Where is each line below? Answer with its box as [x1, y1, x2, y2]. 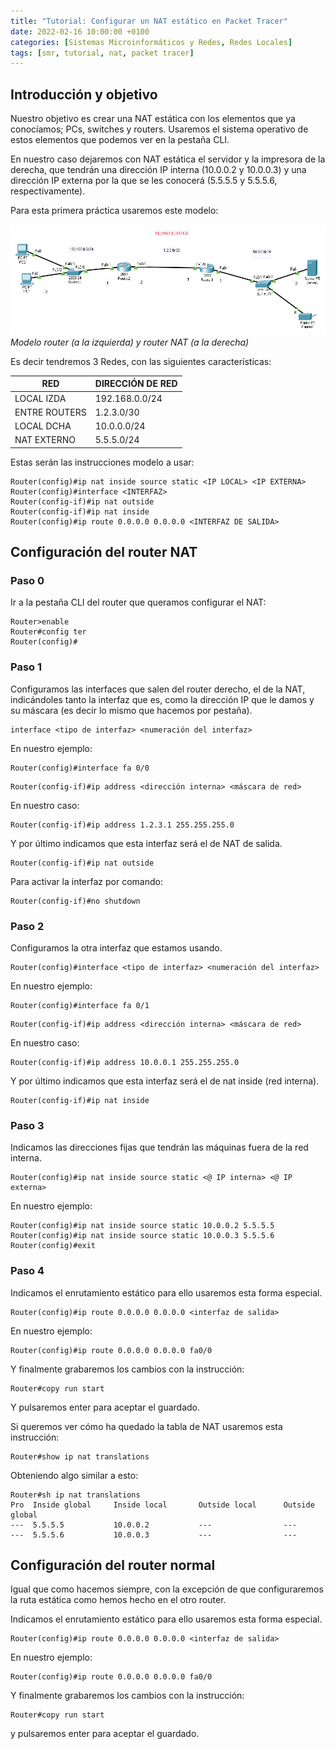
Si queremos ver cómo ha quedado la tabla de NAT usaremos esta [10, 1420, 283, 1432]
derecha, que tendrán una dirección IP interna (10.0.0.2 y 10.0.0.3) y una [10, 164, 307, 176]
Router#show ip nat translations [10, 1451, 150, 1462]
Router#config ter [10, 627, 87, 637]
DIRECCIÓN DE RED [94, 378, 178, 390]
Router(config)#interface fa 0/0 [10, 763, 150, 773]
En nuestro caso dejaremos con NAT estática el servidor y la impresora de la [10, 153, 326, 165]
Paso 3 [10, 1118, 45, 1132]
